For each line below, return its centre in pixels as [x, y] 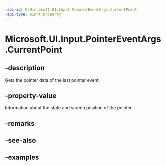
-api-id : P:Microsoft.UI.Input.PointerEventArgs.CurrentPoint [71, 10]
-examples [22, 157]
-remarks [20, 123]
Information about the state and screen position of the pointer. [69, 108]
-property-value [31, 95]
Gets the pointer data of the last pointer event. [53, 80]
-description [25, 68]
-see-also [21, 140]
